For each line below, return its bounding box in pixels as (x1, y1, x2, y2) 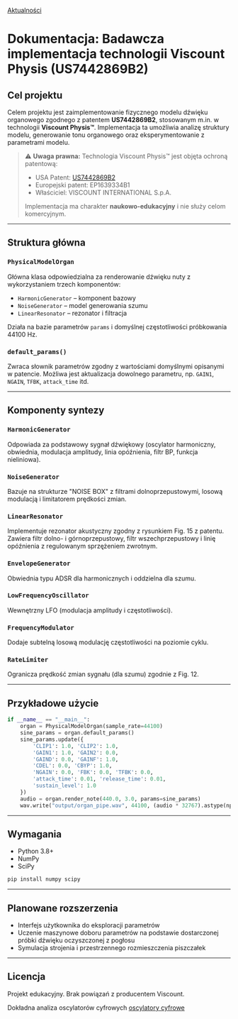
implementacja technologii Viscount (7, 46, 225, 62)
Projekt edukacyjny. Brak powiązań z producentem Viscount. (7, 989, 185, 998)
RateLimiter (7, 656, 49, 664)
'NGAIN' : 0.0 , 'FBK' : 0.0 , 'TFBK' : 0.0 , (33, 769, 154, 776)
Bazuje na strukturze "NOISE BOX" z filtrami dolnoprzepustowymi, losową (7, 487, 223, 495)
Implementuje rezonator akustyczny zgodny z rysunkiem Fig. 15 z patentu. (7, 527, 225, 535)
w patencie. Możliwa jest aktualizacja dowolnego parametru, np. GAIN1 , (7, 369, 215, 378)
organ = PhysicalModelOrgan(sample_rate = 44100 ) (20, 723, 163, 730)
